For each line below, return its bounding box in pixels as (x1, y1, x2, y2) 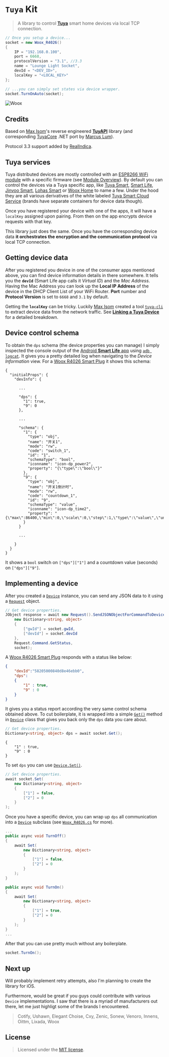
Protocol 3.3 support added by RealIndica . (5, 144, 93, 150)
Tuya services (5, 158, 51, 167)
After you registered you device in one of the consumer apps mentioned (5, 267, 155, 273)
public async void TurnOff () (5, 833, 66, 838)
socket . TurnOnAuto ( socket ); (5, 91, 64, 96)
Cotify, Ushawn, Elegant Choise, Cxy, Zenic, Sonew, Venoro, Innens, (17, 1013, 159, 1019)
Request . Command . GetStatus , (14, 641, 73, 646)
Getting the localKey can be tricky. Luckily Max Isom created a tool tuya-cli (5, 303, 163, 309)
